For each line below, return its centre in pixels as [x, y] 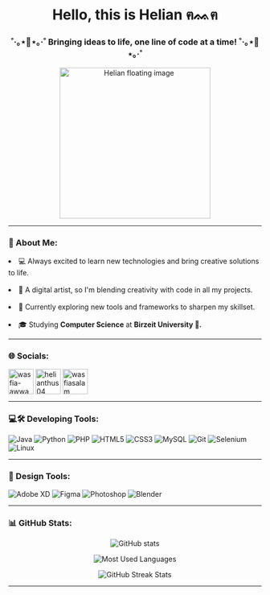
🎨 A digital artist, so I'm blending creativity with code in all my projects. [136, 289]
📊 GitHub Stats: [40, 523]
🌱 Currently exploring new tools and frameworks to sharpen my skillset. [137, 307]
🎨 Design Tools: [39, 477]
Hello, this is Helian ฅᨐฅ [135, 15]
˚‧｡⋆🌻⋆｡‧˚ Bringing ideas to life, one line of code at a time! [124, 42]
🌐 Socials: [29, 356]
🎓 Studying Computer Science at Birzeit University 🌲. [110, 324]
